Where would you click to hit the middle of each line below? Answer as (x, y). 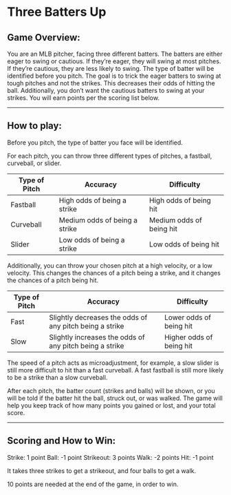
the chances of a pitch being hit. (53, 280)
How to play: (34, 126)
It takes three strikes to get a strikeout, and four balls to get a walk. (102, 471)
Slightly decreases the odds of (98, 317)
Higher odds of (188, 337)
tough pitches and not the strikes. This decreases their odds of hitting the (111, 83)
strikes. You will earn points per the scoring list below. (84, 98)
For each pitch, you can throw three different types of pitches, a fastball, (110, 156)
